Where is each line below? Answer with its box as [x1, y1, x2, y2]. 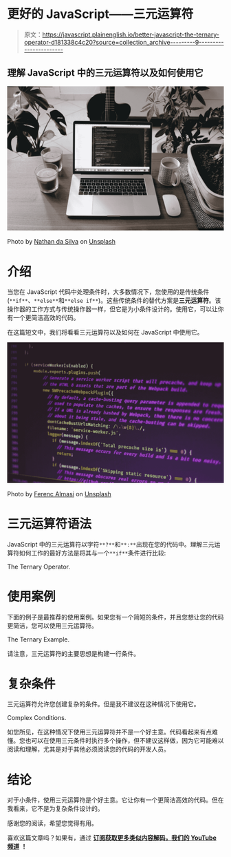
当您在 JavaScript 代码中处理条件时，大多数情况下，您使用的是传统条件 [7, 288, 210, 296]
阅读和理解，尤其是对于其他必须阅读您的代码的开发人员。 [7, 745, 170, 754]
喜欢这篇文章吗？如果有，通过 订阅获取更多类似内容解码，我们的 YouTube [7, 834, 217, 842]
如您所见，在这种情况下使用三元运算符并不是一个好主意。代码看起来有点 [7, 728, 212, 737]
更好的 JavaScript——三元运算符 [7, 6, 194, 22]
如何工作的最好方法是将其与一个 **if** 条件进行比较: [19, 549, 166, 557]
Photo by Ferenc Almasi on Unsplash [7, 489, 111, 498]
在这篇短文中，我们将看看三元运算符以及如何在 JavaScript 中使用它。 [7, 328, 204, 337]
